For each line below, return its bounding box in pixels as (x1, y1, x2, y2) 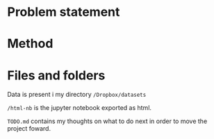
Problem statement (7, 4, 120, 20)
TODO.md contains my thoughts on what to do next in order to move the (7, 117, 208, 125)
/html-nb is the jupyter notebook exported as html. (7, 104, 151, 112)
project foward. (7, 124, 51, 133)
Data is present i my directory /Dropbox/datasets (7, 91, 147, 99)
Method (7, 36, 53, 52)
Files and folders (7, 67, 106, 83)
